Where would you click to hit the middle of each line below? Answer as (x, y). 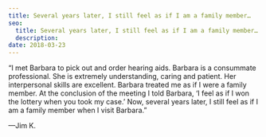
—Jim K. (22, 126)
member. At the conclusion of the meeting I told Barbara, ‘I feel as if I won (129, 93)
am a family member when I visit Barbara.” (78, 110)
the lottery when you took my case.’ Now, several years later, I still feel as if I (133, 102)
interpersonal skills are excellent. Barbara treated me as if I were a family (127, 85)
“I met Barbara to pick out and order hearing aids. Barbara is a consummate (132, 68)
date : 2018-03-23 (37, 45)
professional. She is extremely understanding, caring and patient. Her (122, 76)
